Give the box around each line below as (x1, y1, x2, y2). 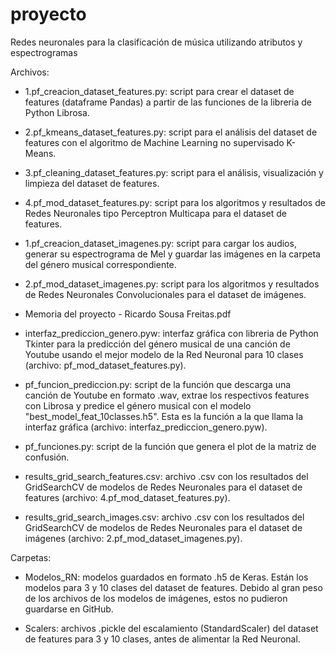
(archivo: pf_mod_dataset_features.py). (24, 359, 187, 371)
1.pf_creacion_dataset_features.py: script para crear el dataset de (24, 85, 295, 97)
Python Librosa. (24, 106, 90, 118)
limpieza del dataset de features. (24, 177, 160, 189)
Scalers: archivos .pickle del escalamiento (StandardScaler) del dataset (24, 622, 319, 634)
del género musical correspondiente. (24, 258, 177, 270)
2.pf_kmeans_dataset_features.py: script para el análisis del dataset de (24, 126, 318, 138)
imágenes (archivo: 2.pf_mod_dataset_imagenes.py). (24, 532, 243, 544)
